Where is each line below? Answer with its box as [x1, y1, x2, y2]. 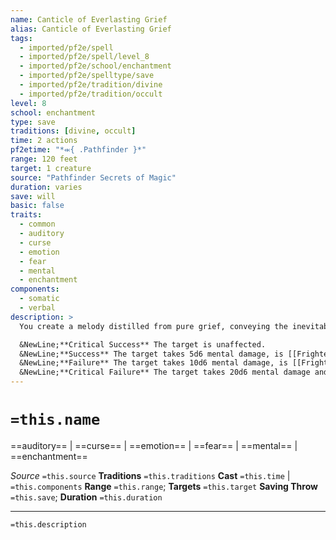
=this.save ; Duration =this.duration [10, 491, 163, 503]
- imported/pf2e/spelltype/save [19, 71, 155, 81]
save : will [10, 191, 56, 201]
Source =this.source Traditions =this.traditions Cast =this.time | [10, 469, 291, 481]
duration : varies [10, 182, 83, 192]
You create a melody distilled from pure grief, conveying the [19, 321, 288, 331]
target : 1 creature [10, 163, 92, 173]
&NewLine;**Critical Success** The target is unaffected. [19, 339, 267, 350]
